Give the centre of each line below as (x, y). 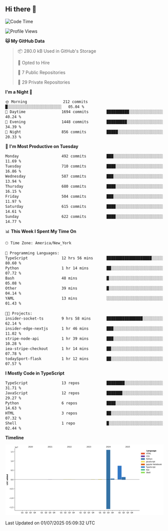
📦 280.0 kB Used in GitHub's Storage (57, 51)
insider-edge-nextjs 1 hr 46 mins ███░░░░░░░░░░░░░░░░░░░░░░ (84, 328)
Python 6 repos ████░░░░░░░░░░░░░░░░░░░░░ (84, 403)
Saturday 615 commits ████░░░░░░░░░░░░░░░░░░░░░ (84, 206)
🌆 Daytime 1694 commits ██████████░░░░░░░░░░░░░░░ (84, 112)
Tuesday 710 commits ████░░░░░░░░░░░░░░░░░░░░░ (84, 166)
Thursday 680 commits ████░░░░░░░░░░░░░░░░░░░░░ (84, 186)
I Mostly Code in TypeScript (35, 373)
